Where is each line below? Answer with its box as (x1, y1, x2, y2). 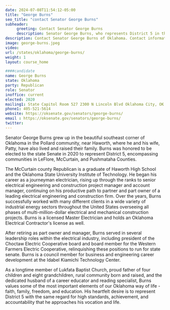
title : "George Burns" (5, 12, 53, 17)
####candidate (5, 69, 35, 74)
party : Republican (5, 83, 44, 88)
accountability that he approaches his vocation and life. (5, 299, 121, 305)
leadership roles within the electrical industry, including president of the (5, 235, 155, 241)
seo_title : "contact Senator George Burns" (5, 17, 99, 22)
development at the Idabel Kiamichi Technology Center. (5, 257, 121, 263)
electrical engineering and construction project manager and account (5, 182, 150, 188)
